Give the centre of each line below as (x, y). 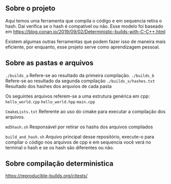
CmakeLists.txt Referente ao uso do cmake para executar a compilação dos (85, 111)
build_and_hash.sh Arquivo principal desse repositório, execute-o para (80, 136)
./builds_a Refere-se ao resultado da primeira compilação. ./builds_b (80, 75)
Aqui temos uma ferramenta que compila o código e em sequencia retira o (84, 20)
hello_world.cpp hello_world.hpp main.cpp (50, 102)
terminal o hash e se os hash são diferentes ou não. (60, 147)
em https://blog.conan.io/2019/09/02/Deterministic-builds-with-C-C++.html (85, 31)
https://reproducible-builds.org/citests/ (47, 176)
